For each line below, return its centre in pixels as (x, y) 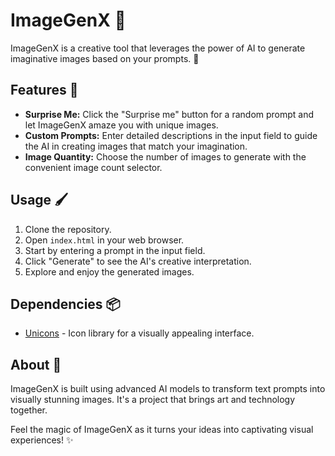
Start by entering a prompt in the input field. (115, 250)
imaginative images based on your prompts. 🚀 (105, 58)
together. (29, 410)
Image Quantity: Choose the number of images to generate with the (165, 156)
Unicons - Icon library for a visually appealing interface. (139, 333)
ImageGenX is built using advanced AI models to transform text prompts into (168, 389)
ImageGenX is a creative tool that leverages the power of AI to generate (158, 48)
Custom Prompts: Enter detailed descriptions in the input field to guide (171, 135)
